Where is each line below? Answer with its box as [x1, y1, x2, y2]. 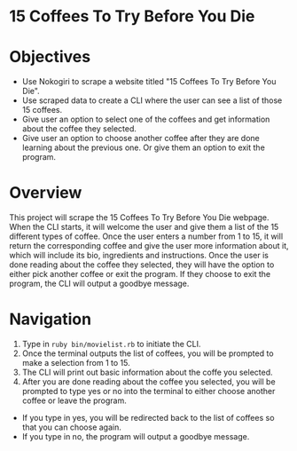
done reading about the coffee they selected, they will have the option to [9, 259, 275, 270]
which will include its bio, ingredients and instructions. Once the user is [9, 250, 269, 261]
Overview [9, 183, 82, 203]
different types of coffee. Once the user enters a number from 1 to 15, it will [9, 231, 284, 241]
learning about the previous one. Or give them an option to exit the [21, 142, 266, 153]
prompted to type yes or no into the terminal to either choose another [21, 386, 276, 396]
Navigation [9, 309, 91, 329]
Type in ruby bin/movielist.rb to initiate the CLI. [21, 339, 201, 349]
